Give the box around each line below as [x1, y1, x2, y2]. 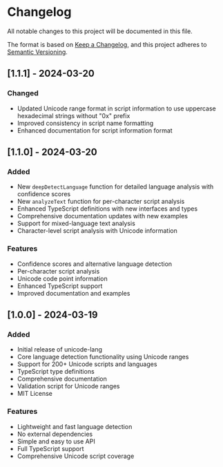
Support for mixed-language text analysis [17, 219, 136, 228]
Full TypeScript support [17, 444, 84, 452]
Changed [7, 88, 39, 98]
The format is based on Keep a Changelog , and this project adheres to [7, 40, 207, 48]
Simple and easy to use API [17, 437, 95, 446]
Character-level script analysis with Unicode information [17, 227, 177, 235]
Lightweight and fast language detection [17, 422, 133, 430]
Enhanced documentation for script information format [17, 126, 173, 135]
